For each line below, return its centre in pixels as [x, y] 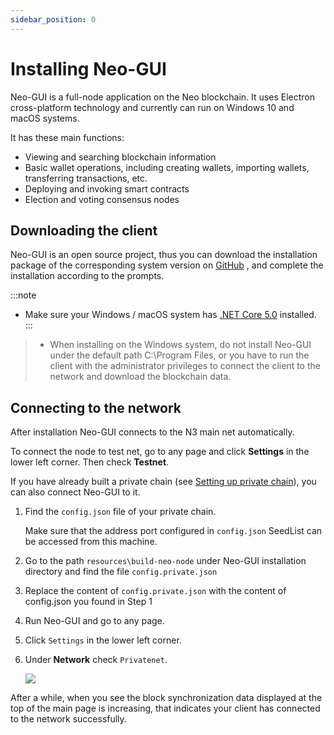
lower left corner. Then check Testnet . [90, 462]
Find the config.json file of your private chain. [120, 512]
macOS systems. [45, 118]
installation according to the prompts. [87, 276]
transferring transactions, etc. [86, 178]
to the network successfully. [68, 719]
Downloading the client [84, 230]
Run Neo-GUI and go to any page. [94, 621]
